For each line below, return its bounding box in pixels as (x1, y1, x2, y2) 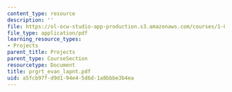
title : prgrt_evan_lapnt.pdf (7, 68, 91, 75)
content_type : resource (7, 10, 76, 17)
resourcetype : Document (7, 62, 76, 68)
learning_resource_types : (7, 36, 81, 43)
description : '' (7, 17, 54, 24)
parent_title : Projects (7, 49, 76, 56)
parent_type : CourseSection (7, 55, 88, 62)
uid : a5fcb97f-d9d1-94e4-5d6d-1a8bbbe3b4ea (7, 74, 135, 82)
